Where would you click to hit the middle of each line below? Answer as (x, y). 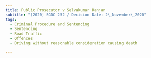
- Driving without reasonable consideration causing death (74, 43)
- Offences (21, 39)
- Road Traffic (26, 34)
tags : (11, 19)
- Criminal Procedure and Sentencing (50, 24)
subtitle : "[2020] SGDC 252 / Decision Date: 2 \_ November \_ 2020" (76, 15)
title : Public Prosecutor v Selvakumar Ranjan (55, 10)
